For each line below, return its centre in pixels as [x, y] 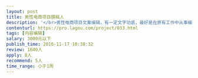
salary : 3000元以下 [29, 39]
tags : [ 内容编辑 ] [26, 33]
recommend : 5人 [24, 60]
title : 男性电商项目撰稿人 [35, 17]
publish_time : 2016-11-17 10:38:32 [50, 45]
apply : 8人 [19, 55]
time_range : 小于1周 [30, 66]
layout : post [22, 11]
